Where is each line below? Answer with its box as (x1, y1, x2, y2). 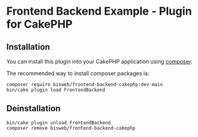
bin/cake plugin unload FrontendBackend (6, 119, 112, 126)
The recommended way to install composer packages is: (6, 70, 150, 77)
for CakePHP (6, 17, 73, 31)
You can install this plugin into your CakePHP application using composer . (6, 58, 193, 65)
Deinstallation (6, 103, 61, 114)
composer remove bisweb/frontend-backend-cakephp (6, 125, 136, 131)
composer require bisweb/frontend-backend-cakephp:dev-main (6, 81, 164, 87)
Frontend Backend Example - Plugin (6, 4, 192, 18)
